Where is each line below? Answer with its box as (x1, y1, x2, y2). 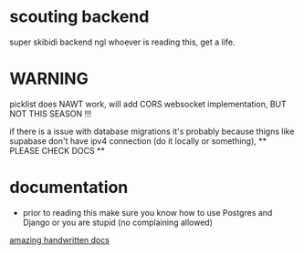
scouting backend (9, 6, 150, 27)
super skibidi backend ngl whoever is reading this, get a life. (9, 36, 236, 47)
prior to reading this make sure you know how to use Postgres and (22, 207, 273, 218)
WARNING (9, 68, 89, 89)
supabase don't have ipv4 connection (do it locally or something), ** (9, 135, 267, 147)
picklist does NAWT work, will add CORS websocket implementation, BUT (9, 98, 288, 109)
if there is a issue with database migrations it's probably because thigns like (9, 126, 295, 137)
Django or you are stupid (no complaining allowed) (22, 217, 213, 228)
